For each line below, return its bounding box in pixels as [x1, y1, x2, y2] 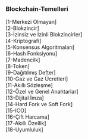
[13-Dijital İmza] [5, 94, 44, 101]
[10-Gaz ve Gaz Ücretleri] [5, 75, 68, 82]
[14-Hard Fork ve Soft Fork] [5, 101, 73, 108]
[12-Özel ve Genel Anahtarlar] [5, 88, 78, 95]
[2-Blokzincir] [5, 24, 39, 32]
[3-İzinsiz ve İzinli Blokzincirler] [5, 31, 83, 38]
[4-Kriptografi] [5, 38, 42, 45]
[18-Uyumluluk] [5, 126, 43, 133]
